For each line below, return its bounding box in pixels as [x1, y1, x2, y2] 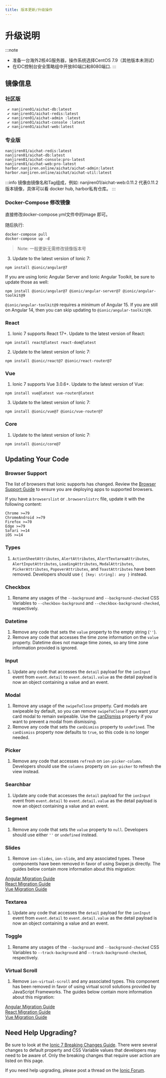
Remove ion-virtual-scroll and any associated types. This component [12, 978, 160, 984]
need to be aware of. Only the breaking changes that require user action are [5, 1052, 160, 1058]
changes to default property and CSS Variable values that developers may [5, 1047, 157, 1053]
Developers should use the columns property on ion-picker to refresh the [12, 763, 162, 769]
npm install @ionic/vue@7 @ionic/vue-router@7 [5, 409, 103, 414]
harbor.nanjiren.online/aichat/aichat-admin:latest [5, 166, 114, 171]
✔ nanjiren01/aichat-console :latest [7, 120, 85, 125]
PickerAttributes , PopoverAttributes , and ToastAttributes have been [12, 566, 156, 572]
